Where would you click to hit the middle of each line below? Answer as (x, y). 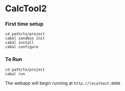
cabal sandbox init (25, 38)
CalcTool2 (26, 9)
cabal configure (22, 47)
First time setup (24, 24)
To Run (14, 60)
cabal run (15, 74)
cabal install (20, 43)
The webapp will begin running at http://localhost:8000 (63, 83)
